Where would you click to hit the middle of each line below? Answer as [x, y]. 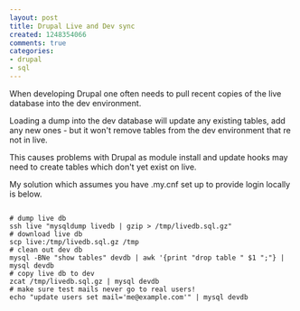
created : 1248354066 [48, 34]
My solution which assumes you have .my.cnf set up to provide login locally [150, 184]
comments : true [38, 43]
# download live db [46, 234]
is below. [26, 194]
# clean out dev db [46, 250]
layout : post [34, 18]
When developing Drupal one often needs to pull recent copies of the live [145, 93]
